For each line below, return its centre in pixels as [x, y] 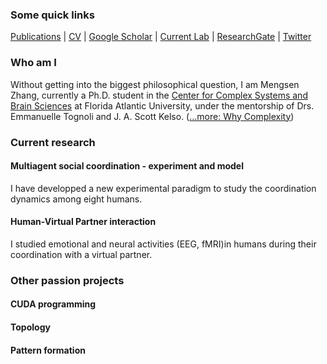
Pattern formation [48, 350]
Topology [30, 327]
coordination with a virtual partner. [81, 254]
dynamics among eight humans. [76, 199]
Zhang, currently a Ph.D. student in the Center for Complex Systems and [159, 95]
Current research [53, 142]
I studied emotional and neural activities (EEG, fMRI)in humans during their [163, 244]
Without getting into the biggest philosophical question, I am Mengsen [155, 84]
